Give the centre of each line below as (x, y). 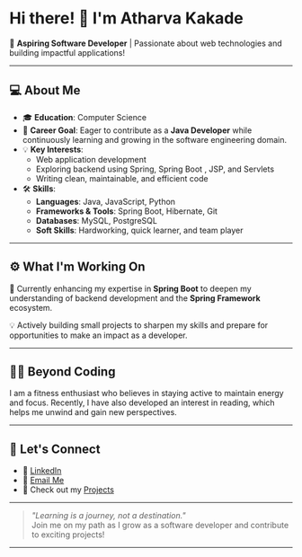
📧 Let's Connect (55, 449)
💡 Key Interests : (53, 149)
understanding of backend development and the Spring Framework (135, 298)
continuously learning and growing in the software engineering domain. (155, 139)
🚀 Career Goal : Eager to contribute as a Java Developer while (137, 130)
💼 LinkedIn (42, 471)
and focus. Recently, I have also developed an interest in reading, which (142, 402)
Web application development (91, 159)
